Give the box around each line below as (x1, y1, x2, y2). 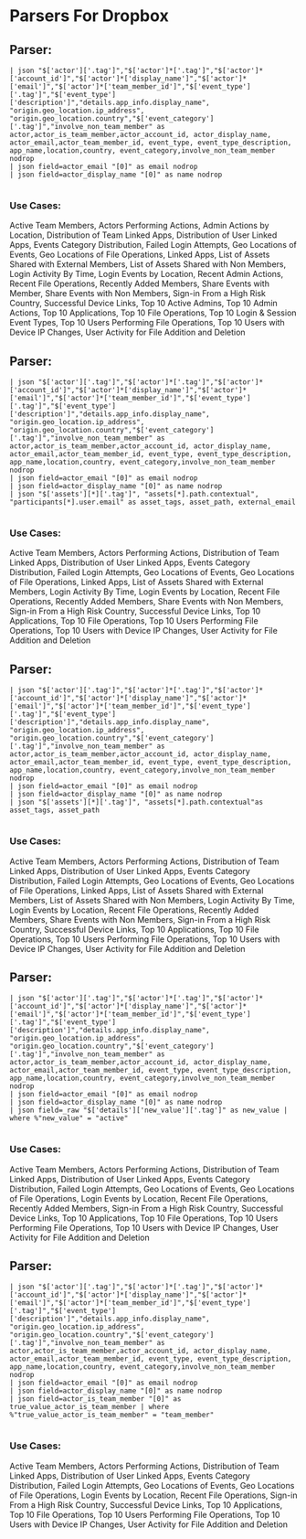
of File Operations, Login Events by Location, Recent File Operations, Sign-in (9, 1490, 298, 1501)
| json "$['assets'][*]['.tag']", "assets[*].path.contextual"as (9, 797, 263, 807)
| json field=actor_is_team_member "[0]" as (9, 1395, 182, 1404)
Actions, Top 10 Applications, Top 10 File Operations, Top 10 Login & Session (9, 307, 297, 318)
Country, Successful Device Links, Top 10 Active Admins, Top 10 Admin (9, 298, 279, 309)
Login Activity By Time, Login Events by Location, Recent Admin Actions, (9, 269, 284, 280)
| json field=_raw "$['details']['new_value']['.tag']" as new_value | (9, 1106, 288, 1116)
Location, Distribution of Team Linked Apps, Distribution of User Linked (9, 230, 278, 240)
